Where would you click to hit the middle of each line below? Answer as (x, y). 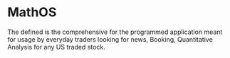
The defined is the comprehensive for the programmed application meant (115, 32)
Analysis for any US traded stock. (56, 47)
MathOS (32, 12)
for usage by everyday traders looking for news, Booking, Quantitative (110, 39)
